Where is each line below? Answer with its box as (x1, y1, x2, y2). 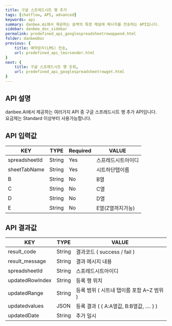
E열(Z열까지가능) (96, 204, 135, 212)
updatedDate (8, 312, 39, 319)
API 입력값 (5, 131, 37, 141)
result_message (8, 258, 46, 265)
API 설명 (5, 94, 31, 103)
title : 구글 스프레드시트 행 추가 (5, 7, 67, 13)
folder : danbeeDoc (5, 36, 45, 41)
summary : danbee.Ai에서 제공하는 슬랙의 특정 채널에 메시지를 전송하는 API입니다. (5, 21, 160, 27)
